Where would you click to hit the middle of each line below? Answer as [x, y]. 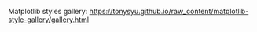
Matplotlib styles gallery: [48, 11]
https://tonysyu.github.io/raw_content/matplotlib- [169, 11]
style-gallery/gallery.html [48, 20]
